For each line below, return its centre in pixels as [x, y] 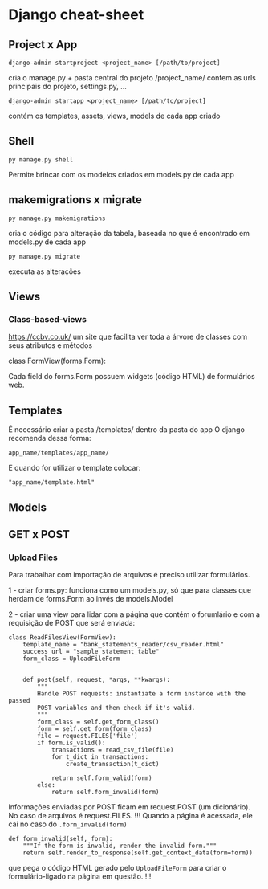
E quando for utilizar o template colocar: [75, 468]
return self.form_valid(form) [102, 778]
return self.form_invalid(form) [105, 793]
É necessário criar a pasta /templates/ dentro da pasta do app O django [126, 430]
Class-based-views [47, 319]
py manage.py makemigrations [57, 218]
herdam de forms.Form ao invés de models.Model [91, 599]
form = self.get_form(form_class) [95, 729]
